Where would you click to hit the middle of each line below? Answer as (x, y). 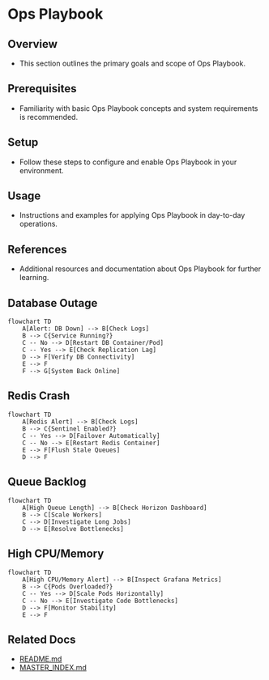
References (37, 249)
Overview (33, 44)
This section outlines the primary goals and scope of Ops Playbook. (132, 63)
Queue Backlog (47, 482)
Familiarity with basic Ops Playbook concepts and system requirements (139, 108)
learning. (34, 278)
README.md (41, 659)
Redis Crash (39, 396)
